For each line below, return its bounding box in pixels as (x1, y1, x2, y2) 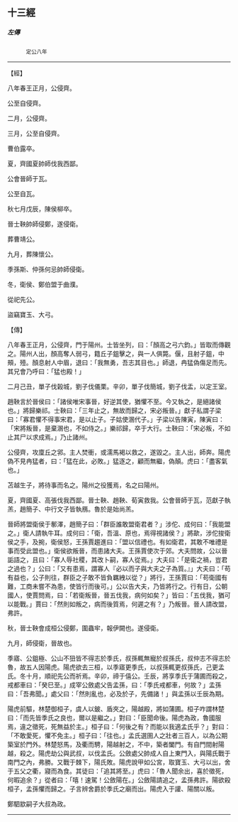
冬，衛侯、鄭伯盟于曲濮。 (7, 280, 82, 289)
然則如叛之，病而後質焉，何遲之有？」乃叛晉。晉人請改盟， (56, 600, 231, 609)
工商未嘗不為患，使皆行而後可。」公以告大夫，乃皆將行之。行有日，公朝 (19, 582, 228, 591)
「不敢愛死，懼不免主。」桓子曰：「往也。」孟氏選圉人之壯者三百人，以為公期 (7, 731, 228, 740)
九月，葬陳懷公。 (7, 250, 57, 259)
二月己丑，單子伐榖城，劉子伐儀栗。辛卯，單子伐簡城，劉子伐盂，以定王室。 (7, 382, 231, 391)
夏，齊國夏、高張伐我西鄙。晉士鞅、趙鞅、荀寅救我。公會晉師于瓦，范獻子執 (7, 496, 231, 504)
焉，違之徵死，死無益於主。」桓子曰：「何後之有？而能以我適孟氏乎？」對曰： (7, 723, 231, 731)
